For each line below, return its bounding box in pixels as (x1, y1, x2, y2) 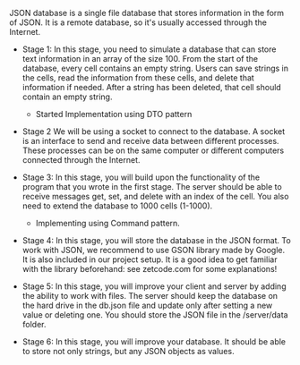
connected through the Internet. (21, 155, 141, 165)
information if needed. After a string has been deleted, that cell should (21, 82, 282, 92)
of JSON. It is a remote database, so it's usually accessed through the (9, 17, 267, 28)
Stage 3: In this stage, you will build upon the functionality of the (21, 172, 261, 182)
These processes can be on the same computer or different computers (21, 145, 285, 156)
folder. (21, 319, 47, 329)
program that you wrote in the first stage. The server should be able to (21, 182, 282, 191)
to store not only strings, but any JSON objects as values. (21, 346, 235, 356)
